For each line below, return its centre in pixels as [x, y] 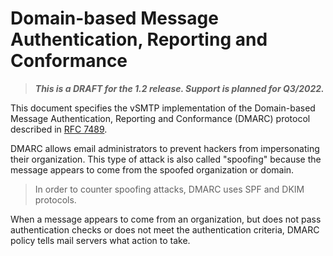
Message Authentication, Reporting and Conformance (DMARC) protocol [160, 118]
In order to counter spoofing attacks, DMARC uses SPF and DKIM [169, 189]
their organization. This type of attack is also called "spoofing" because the [166, 159]
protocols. [55, 199]
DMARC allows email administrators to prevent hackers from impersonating [165, 148]
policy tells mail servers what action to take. [100, 240]
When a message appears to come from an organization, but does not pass [166, 219]
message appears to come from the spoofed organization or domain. [152, 169]
